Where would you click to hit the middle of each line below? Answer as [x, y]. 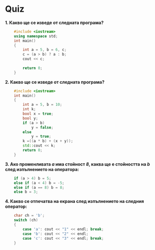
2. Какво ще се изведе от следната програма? [55, 82]
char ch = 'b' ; [29, 216]
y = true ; [41, 137]
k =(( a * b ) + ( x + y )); [48, 141]
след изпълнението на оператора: [42, 169]
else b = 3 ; [26, 192]
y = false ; [42, 127]
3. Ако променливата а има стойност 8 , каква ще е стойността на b [77, 164]
